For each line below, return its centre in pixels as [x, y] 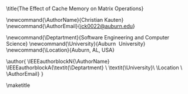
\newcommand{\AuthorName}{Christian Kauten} [65, 20]
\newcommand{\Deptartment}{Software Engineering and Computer [88, 37]
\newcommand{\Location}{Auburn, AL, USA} [61, 50]
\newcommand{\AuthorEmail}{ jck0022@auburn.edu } [70, 26]
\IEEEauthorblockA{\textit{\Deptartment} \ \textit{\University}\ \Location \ [94, 68]
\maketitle [18, 85]
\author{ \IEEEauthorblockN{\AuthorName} [58, 61]
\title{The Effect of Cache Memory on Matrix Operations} [75, 9]
